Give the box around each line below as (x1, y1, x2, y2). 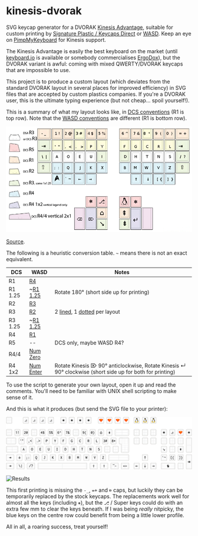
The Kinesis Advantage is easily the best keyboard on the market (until (6, 47, 178, 54)
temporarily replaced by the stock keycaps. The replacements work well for (6, 492, 190, 500)
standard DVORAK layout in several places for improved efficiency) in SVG (6, 84, 186, 91)
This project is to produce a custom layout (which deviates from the (6, 78, 170, 85)
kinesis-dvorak (6, 4, 82, 18)
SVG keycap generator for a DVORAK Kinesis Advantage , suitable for (6, 24, 174, 31)
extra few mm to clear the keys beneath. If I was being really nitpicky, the (6, 505, 184, 512)
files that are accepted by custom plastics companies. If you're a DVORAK (6, 90, 186, 98)
